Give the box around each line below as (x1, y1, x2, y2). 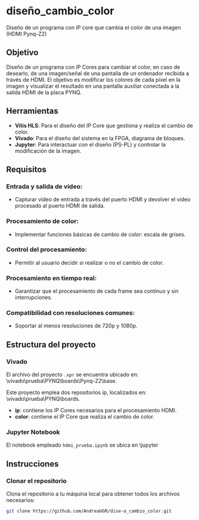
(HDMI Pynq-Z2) (6, 30, 47, 37)
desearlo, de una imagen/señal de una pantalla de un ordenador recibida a (6, 70, 189, 77)
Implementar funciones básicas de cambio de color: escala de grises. (14, 231, 186, 238)
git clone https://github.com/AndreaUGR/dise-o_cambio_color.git (6, 508, 172, 514)
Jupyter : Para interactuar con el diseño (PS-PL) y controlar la (14, 141, 166, 148)
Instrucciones (6, 459, 59, 469)
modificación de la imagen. (14, 147, 82, 154)
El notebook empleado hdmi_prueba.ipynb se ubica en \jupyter (6, 441, 159, 448)
